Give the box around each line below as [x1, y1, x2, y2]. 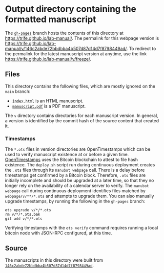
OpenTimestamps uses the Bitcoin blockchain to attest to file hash [5, 157, 138, 162]
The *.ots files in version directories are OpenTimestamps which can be [5, 146, 150, 152]
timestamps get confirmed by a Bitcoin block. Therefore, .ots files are [5, 172, 146, 178]
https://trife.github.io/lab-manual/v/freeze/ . [5, 56, 92, 62]
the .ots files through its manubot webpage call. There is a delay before [5, 167, 145, 173]
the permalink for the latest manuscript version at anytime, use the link [5, 50, 147, 57]
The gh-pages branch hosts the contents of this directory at [5, 30, 123, 36]
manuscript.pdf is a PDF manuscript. [12, 103, 86, 109]
